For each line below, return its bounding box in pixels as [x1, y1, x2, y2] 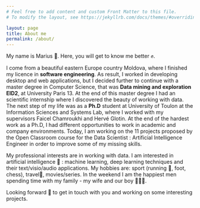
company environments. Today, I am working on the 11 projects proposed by [6, 128, 193, 135]
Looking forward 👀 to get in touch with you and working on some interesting [6, 189, 192, 196]
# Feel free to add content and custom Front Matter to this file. [6, 8, 177, 15]
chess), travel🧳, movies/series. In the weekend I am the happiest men [6, 171, 177, 178]
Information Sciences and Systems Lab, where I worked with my [6, 108, 164, 116]
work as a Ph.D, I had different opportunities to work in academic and [6, 122, 176, 129]
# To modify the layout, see [6, 14, 79, 20]
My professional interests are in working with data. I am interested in [6, 152, 174, 159]
